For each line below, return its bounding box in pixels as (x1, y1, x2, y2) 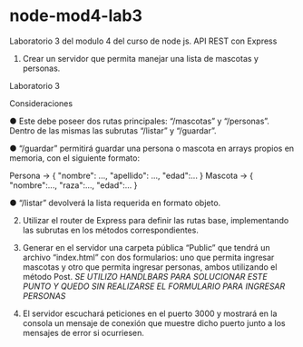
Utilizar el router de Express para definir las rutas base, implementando (22, 214, 289, 225)
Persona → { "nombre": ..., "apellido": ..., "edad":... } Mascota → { (9, 170, 254, 181)
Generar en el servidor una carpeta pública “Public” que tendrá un (22, 242, 270, 253)
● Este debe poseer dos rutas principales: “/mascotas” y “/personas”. (9, 115, 270, 126)
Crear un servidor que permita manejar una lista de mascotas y (22, 53, 259, 64)
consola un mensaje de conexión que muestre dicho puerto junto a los (22, 317, 286, 328)
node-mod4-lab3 (9, 5, 143, 26)
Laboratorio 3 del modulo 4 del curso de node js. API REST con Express (9, 35, 278, 46)
